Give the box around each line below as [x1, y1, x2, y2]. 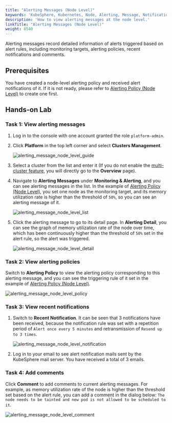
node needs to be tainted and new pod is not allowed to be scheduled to [5, 397, 166, 402]
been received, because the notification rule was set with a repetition [12, 320, 159, 326]
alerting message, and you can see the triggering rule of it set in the [5, 275, 148, 281]
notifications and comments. [5, 52, 66, 58]
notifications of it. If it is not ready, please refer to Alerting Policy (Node [5, 85, 155, 91]
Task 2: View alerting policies [5, 258, 80, 265]
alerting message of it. [12, 199, 60, 205]
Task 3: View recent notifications [5, 303, 90, 310]
